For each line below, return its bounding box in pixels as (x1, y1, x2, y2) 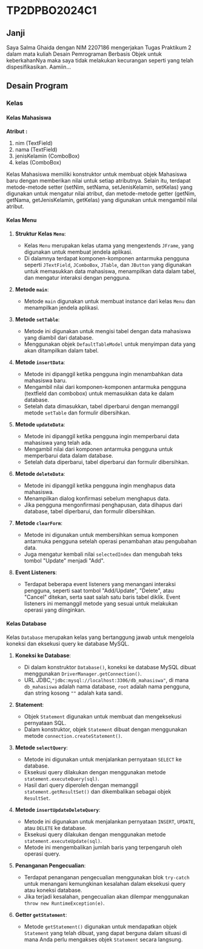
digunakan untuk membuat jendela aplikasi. (24, 248, 133, 255)
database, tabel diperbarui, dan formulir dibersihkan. (24, 507, 156, 515)
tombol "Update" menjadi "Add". (24, 556, 105, 564)
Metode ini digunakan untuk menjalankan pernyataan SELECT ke (24, 755, 182, 763)
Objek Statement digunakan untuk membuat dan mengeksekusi (24, 712, 182, 720)
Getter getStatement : (15, 911, 67, 918)
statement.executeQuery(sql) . (24, 775, 99, 782)
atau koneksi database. (24, 887, 82, 894)
